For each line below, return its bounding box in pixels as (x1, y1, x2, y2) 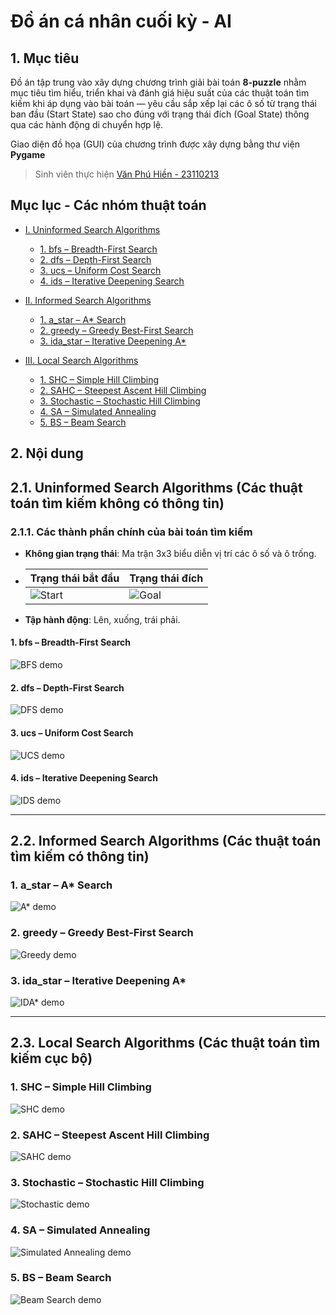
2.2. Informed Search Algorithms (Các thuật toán (10, 833, 322, 850)
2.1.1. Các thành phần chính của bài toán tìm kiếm (10, 525, 253, 539)
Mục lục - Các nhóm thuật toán (10, 197, 207, 214)
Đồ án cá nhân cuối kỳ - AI (10, 10, 232, 33)
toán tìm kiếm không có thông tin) (10, 495, 225, 512)
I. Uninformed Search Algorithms (24, 223, 161, 235)
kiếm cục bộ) (10, 1050, 93, 1067)
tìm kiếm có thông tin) (10, 848, 150, 865)
